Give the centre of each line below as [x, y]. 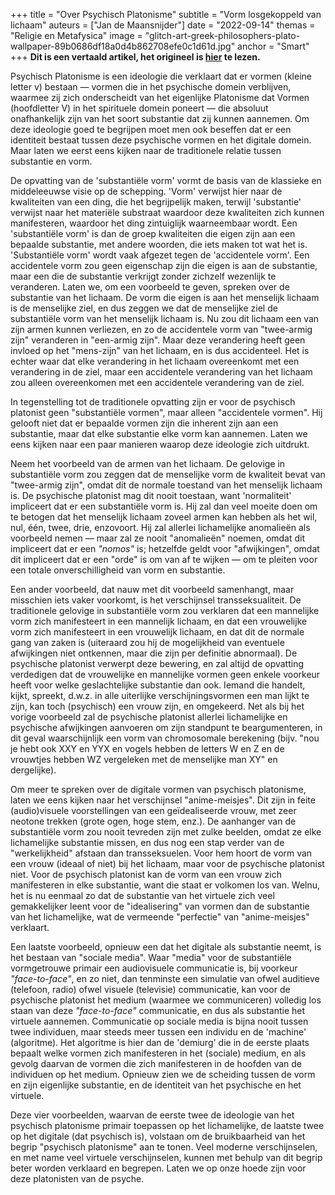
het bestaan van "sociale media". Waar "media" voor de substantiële [151, 957]
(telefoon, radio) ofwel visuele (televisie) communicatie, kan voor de [150, 989]
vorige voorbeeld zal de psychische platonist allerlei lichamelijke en [149, 717]
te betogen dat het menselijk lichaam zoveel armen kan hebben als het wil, [164, 517]
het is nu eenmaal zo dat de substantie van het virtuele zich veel [142, 895]
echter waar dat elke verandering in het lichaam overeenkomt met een [155, 361]
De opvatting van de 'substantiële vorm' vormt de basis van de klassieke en [166, 180]
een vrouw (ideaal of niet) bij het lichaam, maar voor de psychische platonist [167, 863]
